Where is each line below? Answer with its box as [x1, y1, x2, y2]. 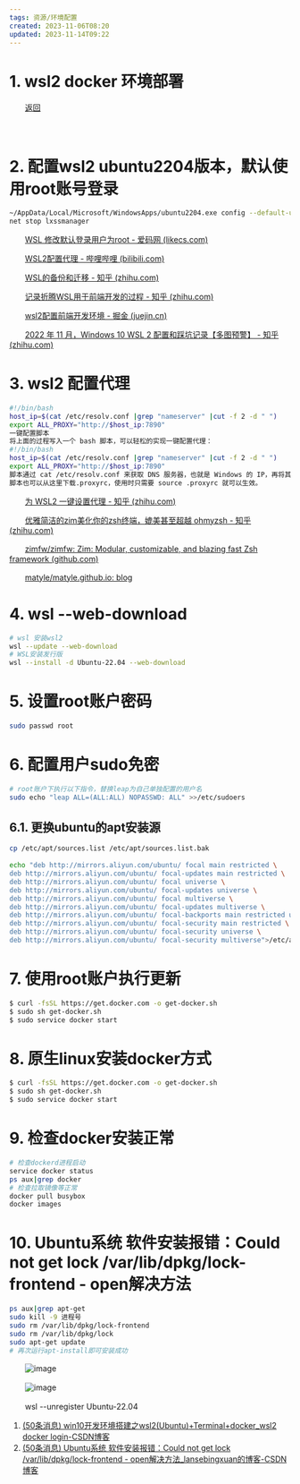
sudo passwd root [9, 721, 74, 730]
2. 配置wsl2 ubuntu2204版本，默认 [9, 156, 272, 176]
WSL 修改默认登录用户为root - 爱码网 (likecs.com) [25, 235, 208, 244]
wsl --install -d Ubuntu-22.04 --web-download [9, 659, 186, 668]
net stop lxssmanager [9, 217, 90, 226]
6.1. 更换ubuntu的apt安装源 [9, 820, 161, 835]
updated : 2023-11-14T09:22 [9, 30, 110, 38]
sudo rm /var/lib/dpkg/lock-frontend [9, 1321, 150, 1330]
